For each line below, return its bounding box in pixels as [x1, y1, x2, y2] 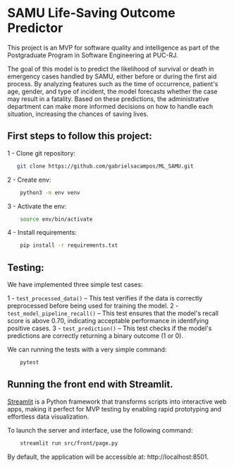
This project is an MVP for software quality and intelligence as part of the [7, 43, 220, 52]
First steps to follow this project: [7, 130, 153, 142]
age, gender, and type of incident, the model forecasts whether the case [7, 87, 218, 95]
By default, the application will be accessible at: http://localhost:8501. [7, 452, 209, 461]
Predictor [7, 20, 63, 36]
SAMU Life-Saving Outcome [7, 5, 175, 21]
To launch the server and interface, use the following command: [7, 426, 193, 434]
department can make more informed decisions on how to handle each [7, 102, 214, 110]
